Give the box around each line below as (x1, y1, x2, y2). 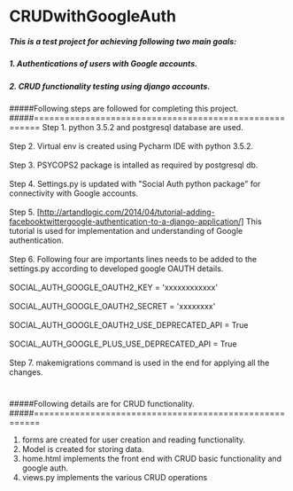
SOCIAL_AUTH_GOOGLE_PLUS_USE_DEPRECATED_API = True (9, 339, 237, 349)
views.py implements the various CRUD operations (21, 472, 208, 483)
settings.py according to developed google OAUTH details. (9, 263, 224, 274)
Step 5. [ (9, 207, 41, 217)
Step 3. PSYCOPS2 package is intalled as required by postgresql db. (9, 160, 258, 170)
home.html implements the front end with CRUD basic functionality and (21, 454, 281, 464)
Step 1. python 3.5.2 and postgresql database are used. (42, 121, 243, 132)
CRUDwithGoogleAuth (9, 6, 177, 27)
